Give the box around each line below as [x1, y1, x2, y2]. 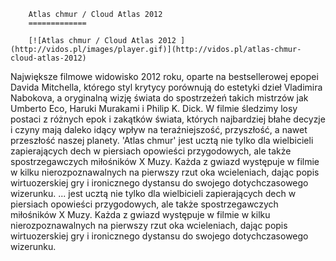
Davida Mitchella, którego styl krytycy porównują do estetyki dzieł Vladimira [10, 81, 323, 93]
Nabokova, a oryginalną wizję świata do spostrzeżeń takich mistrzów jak [10, 92, 309, 104]
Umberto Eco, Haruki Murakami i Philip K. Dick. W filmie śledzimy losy [10, 103, 298, 114]
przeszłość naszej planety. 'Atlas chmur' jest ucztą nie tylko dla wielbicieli [10, 135, 314, 146]
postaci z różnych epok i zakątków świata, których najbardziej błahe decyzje [10, 113, 326, 125]
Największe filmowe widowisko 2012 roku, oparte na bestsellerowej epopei [10, 71, 319, 82]
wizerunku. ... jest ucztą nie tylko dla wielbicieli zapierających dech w [10, 188, 297, 199]
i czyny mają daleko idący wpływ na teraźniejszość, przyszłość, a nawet [10, 124, 308, 135]
